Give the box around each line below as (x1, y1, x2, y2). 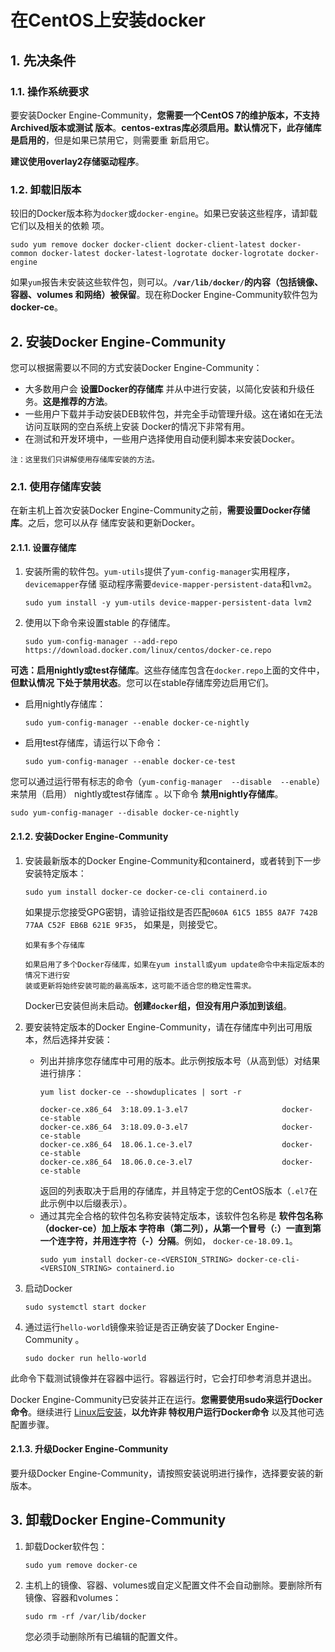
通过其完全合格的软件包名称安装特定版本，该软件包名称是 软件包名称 (39, 1209, 323, 1221)
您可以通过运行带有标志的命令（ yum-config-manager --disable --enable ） (10, 776, 326, 788)
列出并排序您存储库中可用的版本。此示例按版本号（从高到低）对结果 (39, 1054, 321, 1066)
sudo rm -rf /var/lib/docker (24, 1611, 147, 1621)
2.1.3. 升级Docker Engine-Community (10, 1443, 169, 1455)
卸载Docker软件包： (24, 1540, 108, 1552)
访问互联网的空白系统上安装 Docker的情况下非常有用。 (24, 420, 251, 432)
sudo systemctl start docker (24, 1302, 147, 1312)
